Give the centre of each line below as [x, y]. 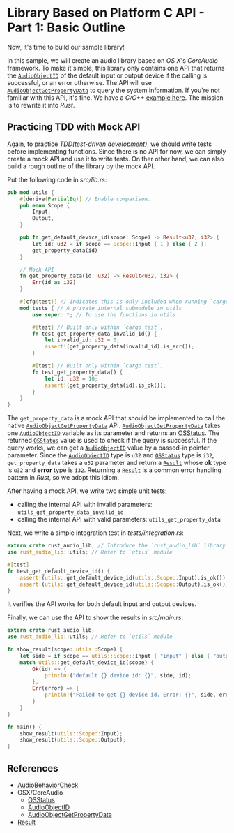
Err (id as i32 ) [54, 283]
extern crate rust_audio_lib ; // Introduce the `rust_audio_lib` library [117, 546]
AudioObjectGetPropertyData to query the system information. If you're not [114, 90]
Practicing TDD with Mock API [74, 127]
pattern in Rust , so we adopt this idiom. [63, 478]
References [33, 768]
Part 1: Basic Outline [66, 28]
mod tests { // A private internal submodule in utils [101, 308]
